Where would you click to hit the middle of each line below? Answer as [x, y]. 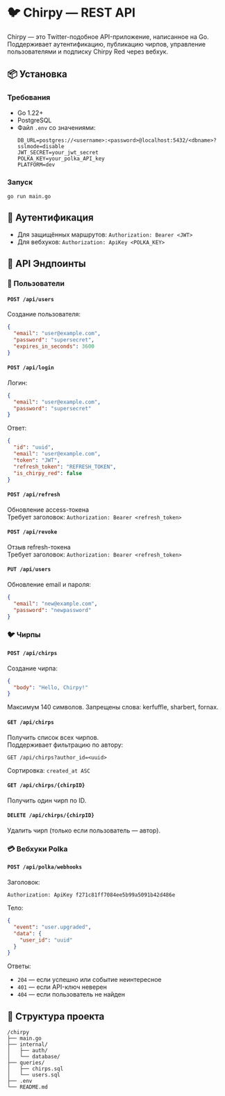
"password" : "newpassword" [52, 610]
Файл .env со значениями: [56, 127]
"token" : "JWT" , [37, 460]
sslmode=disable [41, 146]
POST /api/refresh [34, 495]
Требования [29, 97]
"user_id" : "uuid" [46, 940]
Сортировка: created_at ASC [49, 770]
